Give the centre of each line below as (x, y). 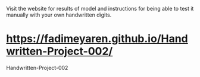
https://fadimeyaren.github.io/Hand (97, 39)
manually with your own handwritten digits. (59, 15)
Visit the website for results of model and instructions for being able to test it (100, 9)
